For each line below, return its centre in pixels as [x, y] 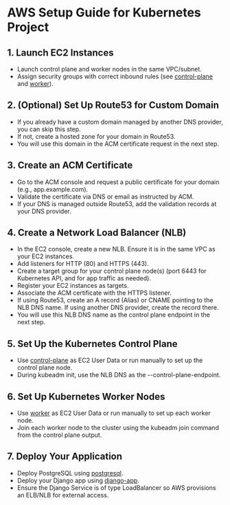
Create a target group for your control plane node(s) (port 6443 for [112, 271]
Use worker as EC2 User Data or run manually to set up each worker [114, 413]
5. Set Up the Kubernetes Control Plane [92, 344]
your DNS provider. [44, 211]
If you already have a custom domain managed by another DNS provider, [120, 122]
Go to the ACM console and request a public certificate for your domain [118, 182]
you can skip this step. [49, 129]
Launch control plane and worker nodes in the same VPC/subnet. [110, 69]
